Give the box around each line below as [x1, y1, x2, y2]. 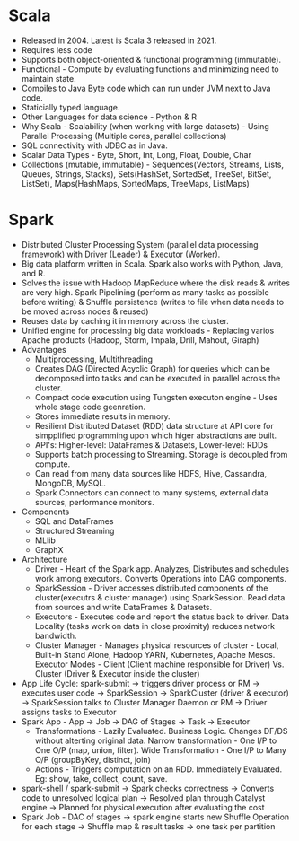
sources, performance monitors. [34, 496, 154, 507]
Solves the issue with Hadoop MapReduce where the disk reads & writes [21, 277, 291, 288]
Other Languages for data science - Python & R [21, 111, 197, 122]
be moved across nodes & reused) [21, 306, 149, 317]
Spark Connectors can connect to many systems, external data [34, 486, 268, 498]
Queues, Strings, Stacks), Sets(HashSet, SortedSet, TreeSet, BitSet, [21, 168, 272, 180]
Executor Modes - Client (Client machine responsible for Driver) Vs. [34, 659, 285, 670]
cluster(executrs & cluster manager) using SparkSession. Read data [34, 591, 286, 602]
